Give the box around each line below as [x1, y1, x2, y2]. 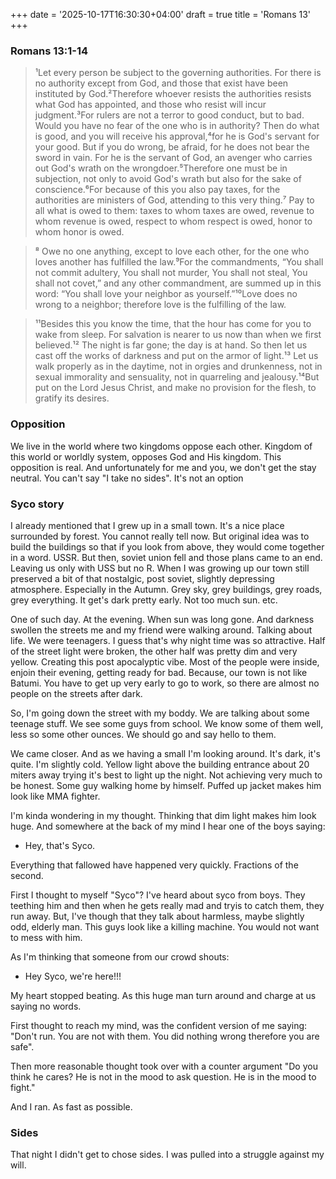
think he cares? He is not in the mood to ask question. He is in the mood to [10, 1070, 317, 1083]
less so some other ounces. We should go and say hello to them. [10, 728, 277, 740]
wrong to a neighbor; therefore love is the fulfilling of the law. [34, 299, 287, 311]
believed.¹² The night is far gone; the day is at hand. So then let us [34, 339, 308, 351]
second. [10, 869, 44, 881]
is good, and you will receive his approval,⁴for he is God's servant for [34, 130, 320, 143]
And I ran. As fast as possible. [10, 1100, 133, 1113]
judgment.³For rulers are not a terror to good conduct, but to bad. [34, 109, 305, 121]
